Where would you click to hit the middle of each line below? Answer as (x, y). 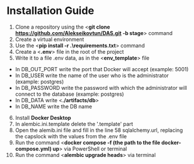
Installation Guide (50, 11)
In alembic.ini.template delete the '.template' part (74, 124)
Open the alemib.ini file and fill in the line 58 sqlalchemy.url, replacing (99, 130)
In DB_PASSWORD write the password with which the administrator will (101, 88)
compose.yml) (33, 149)
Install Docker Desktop (43, 117)
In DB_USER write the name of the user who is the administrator (92, 75)
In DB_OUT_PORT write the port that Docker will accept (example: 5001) (102, 69)
